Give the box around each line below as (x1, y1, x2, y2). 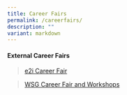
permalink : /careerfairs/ (7, 17, 82, 24)
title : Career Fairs (7, 10, 68, 17)
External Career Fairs (7, 51, 70, 59)
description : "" (7, 23, 54, 30)
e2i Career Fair (24, 67, 68, 75)
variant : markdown (7, 29, 61, 37)
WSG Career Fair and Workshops (24, 80, 120, 89)
